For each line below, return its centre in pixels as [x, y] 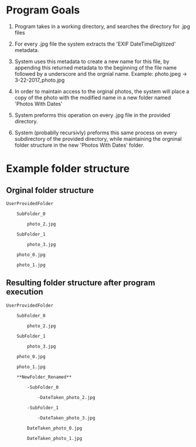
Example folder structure [68, 169]
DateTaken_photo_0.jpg [55, 428]
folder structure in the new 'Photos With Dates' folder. [79, 145]
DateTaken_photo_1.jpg [55, 438]
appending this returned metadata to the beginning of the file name [96, 67]
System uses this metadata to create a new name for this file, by [92, 61]
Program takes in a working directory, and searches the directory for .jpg [102, 26]
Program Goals [43, 10]
